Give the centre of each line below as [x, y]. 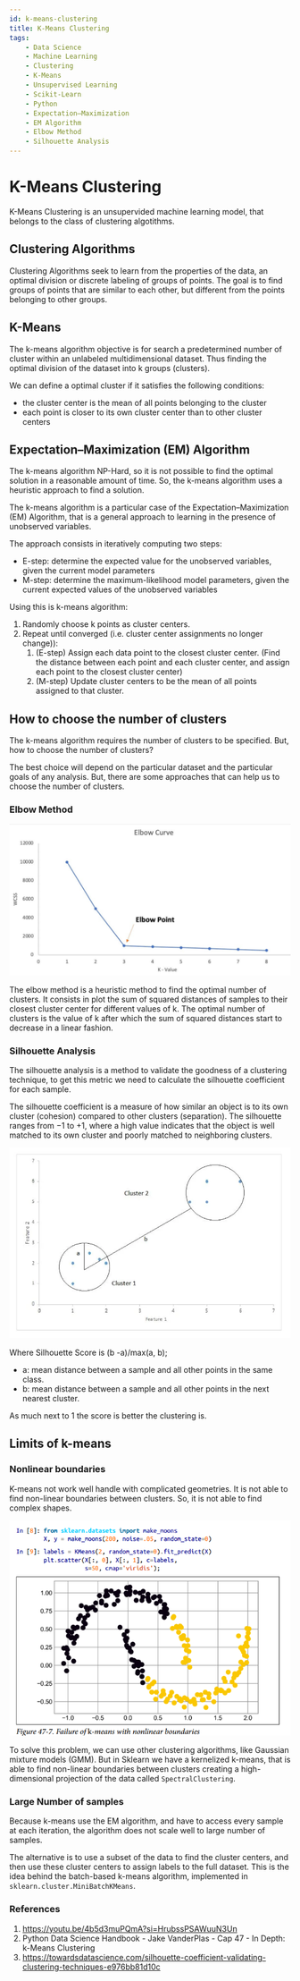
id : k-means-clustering [54, 19]
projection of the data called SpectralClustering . [146, 1779]
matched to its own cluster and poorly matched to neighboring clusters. [141, 1135]
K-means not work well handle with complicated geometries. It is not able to [149, 1488]
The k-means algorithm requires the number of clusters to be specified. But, [149, 741]
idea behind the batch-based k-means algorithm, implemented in [129, 1876]
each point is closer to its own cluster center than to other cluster [142, 412]
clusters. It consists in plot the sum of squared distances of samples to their [149, 999]
